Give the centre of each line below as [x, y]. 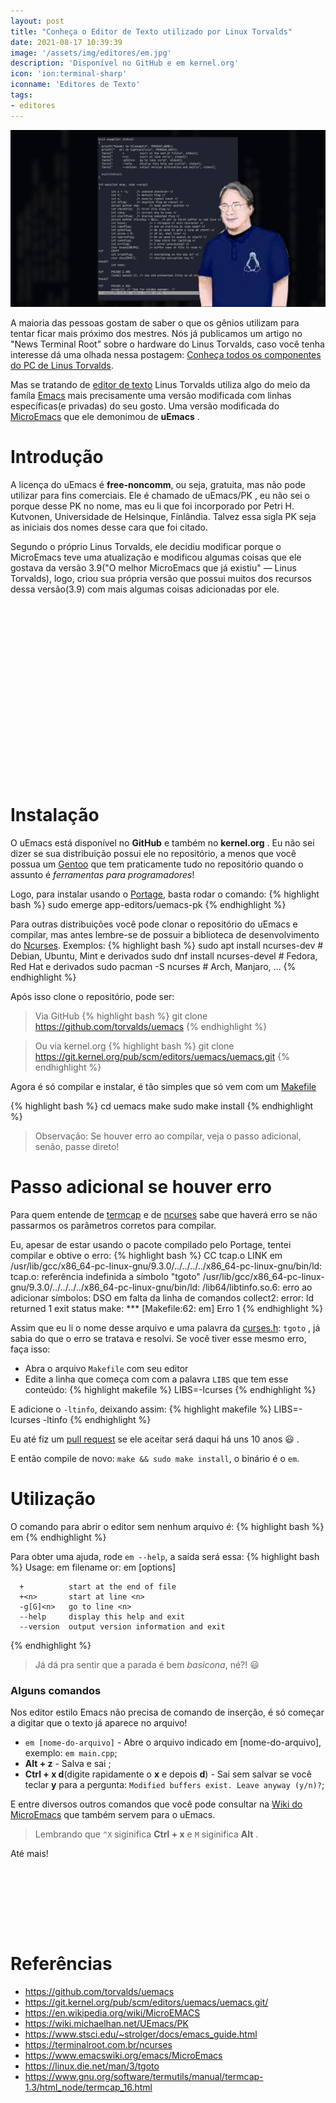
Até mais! [29, 1854]
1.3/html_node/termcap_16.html [88, 2087]
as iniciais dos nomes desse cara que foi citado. [109, 527]
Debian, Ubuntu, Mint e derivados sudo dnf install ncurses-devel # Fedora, [164, 956]
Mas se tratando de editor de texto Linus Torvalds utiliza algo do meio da [160, 385]
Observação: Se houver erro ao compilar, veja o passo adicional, [168, 1136]
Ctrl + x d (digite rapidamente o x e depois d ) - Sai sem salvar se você [168, 1774]
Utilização [53, 1499]
